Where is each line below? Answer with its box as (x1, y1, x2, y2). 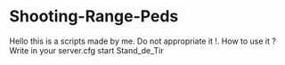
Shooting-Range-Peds (9, 6, 179, 27)
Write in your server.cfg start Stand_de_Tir (9, 45, 164, 55)
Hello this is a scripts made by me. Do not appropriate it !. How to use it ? (9, 36, 276, 46)
